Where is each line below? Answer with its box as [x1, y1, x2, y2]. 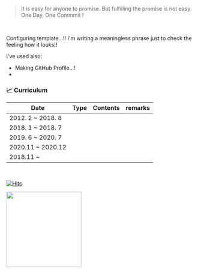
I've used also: [6, 53, 43, 59]
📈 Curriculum [6, 86, 48, 94]
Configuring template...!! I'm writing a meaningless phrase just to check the [6, 35, 192, 41]
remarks [125, 104, 151, 112]
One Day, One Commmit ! [20, 11, 84, 19]
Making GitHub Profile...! [14, 64, 76, 71]
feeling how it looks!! [6, 41, 58, 48]
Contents [92, 104, 120, 112]
